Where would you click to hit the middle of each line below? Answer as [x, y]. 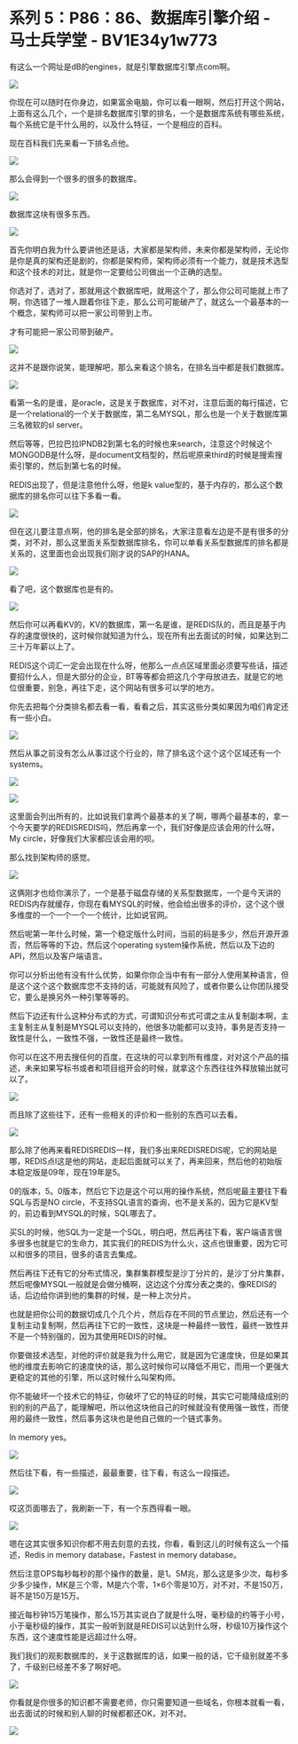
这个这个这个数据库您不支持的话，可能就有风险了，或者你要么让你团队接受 [153, 986]
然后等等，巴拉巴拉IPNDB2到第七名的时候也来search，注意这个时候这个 [141, 444]
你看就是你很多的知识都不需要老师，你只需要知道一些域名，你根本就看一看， [149, 1702]
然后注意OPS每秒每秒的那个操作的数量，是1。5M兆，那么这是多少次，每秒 [145, 1573]
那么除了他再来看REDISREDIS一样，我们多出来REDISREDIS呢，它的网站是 [143, 1150]
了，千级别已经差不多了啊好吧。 [67, 1666]
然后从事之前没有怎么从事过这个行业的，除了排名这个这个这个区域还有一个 [145, 753]
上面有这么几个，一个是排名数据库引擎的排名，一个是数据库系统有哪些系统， [149, 113]
